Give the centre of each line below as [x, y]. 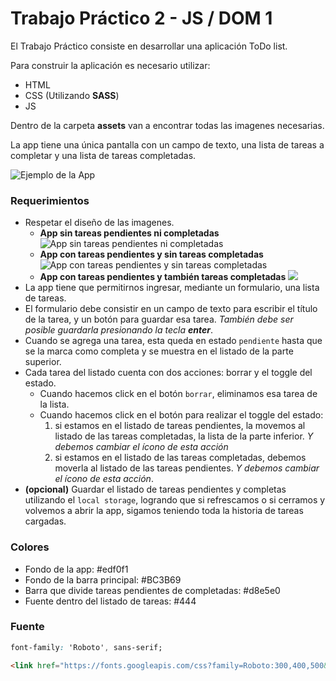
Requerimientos [50, 200]
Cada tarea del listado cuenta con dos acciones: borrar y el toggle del [168, 373]
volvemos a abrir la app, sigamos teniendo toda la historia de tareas [164, 511]
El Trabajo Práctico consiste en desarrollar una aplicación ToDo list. [149, 46]
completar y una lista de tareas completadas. [103, 155]
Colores [30, 547]
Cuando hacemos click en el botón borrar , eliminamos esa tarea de [178, 394]
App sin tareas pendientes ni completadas [129, 233]
